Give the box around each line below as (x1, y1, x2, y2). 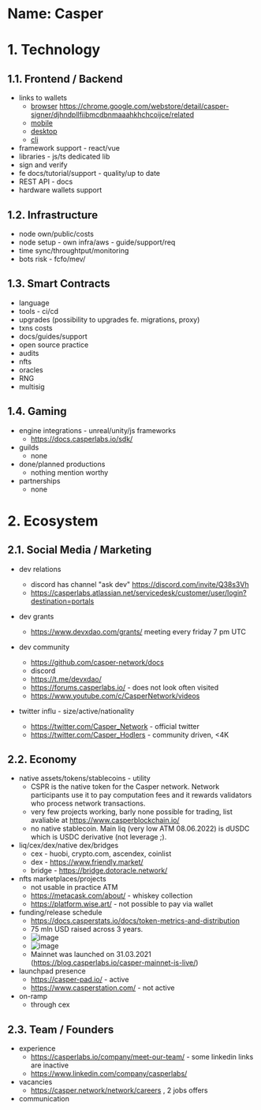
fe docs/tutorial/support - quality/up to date (18, 169, 161, 178)
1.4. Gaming (7, 405, 68, 418)
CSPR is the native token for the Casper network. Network (30, 782, 220, 791)
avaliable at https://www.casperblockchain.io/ (30, 816, 180, 825)
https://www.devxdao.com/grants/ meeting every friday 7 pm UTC (30, 626, 246, 636)
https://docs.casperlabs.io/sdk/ (30, 434, 133, 443)
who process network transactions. (30, 798, 146, 809)
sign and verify (18, 160, 68, 170)
